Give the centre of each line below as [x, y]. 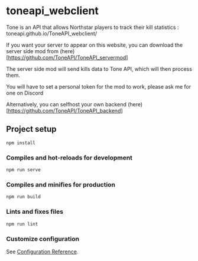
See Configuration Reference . [42, 252]
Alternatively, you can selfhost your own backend [66, 104]
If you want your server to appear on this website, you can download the [95, 45]
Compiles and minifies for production [61, 184]
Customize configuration [43, 239]
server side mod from [33, 51]
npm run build [24, 197]
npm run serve [24, 170]
